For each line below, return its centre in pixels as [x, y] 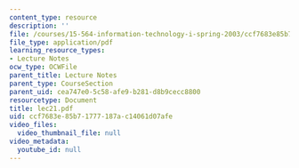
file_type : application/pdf [61, 42]
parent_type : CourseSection [61, 84]
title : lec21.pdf [41, 108]
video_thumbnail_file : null [69, 133]
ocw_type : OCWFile [43, 68]
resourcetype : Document [53, 100]
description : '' [39, 26]
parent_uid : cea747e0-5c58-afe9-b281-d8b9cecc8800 [105, 92]
